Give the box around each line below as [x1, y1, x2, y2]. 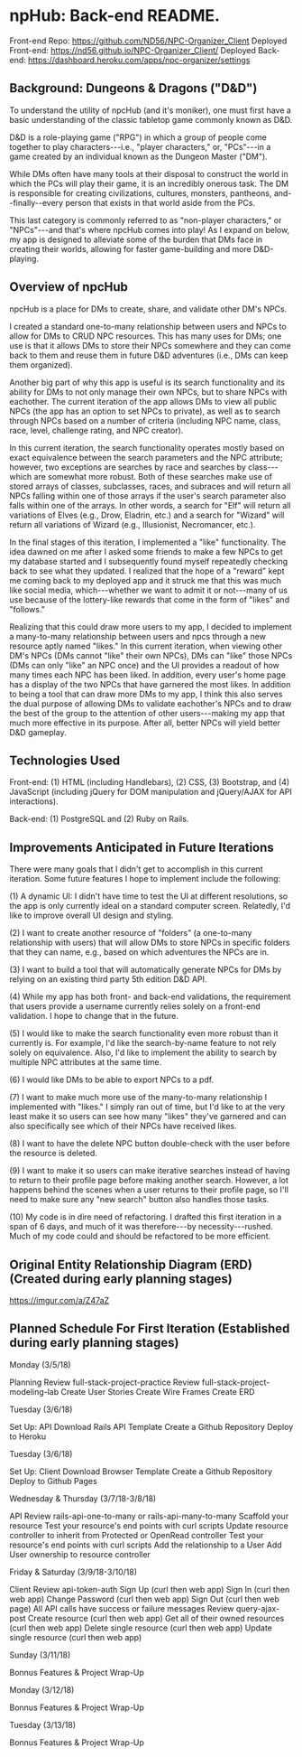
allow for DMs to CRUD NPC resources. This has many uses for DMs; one [9, 331, 282, 341]
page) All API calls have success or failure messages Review [9, 1603, 234, 1613]
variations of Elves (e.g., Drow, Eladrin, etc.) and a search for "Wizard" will [9, 509, 285, 520]
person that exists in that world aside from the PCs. [65, 197, 255, 208]
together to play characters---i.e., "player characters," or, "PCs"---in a [9, 141, 271, 152]
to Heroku [9, 1431, 47, 1442]
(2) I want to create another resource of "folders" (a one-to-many [9, 928, 252, 939]
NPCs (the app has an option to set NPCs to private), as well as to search [9, 406, 281, 416]
